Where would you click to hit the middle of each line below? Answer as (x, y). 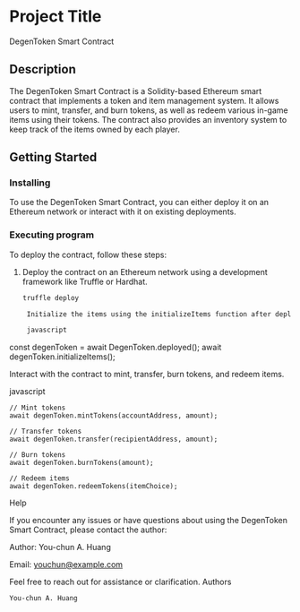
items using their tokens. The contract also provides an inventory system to (148, 119)
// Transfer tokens (46, 432)
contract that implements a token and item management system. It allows (144, 100)
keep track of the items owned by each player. (95, 129)
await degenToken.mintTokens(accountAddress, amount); (114, 416)
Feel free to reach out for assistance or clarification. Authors (120, 582)
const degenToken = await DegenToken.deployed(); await (116, 348)
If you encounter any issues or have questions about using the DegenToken (149, 521)
